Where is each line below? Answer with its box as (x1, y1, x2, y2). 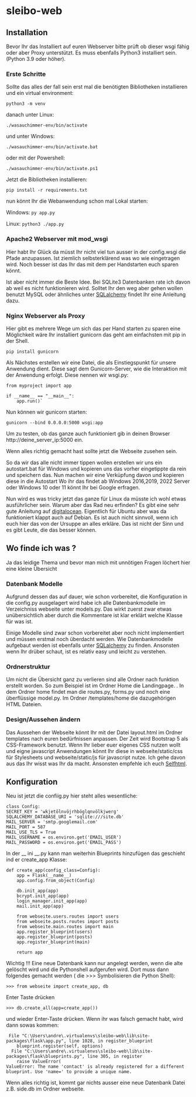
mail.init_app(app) (16, 904, 64, 909)
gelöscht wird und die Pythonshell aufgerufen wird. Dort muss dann (6, 966, 169, 973)
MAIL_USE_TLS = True (6, 829, 57, 836)
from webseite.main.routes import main (16, 924, 114, 930)
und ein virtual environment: (6, 90, 74, 97)
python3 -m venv (6, 101, 46, 107)
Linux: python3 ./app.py (6, 220, 64, 227)
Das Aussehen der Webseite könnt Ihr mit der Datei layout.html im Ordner (6, 728, 183, 736)
